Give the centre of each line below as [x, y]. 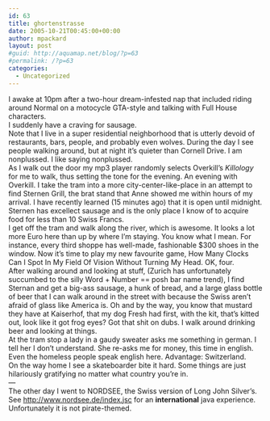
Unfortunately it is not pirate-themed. [70, 408]
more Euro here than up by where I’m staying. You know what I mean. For [130, 236]
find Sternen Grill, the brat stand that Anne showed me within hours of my [131, 193]
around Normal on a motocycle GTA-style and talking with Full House [123, 107]
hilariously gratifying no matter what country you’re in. [98, 373]
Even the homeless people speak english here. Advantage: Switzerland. [127, 356]
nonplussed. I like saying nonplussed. [71, 159]
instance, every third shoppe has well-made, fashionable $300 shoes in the [134, 245]
